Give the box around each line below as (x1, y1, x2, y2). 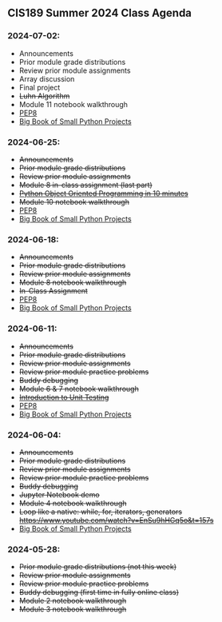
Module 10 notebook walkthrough (18, 197, 129, 206)
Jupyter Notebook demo (18, 489, 101, 499)
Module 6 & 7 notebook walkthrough (18, 384, 139, 393)
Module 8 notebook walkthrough (18, 277, 127, 287)
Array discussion (18, 74, 75, 83)
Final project (18, 82, 61, 92)
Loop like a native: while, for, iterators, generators (18, 507, 183, 516)
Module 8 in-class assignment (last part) (18, 180, 153, 189)
